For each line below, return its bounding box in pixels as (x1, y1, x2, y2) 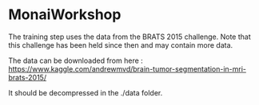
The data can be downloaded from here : (8, 56, 144, 65)
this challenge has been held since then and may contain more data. (8, 40, 233, 49)
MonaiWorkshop (8, 6, 122, 24)
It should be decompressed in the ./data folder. (8, 87, 163, 97)
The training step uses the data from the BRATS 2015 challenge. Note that (8, 32, 252, 41)
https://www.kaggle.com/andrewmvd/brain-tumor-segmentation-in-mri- (8, 64, 246, 73)
